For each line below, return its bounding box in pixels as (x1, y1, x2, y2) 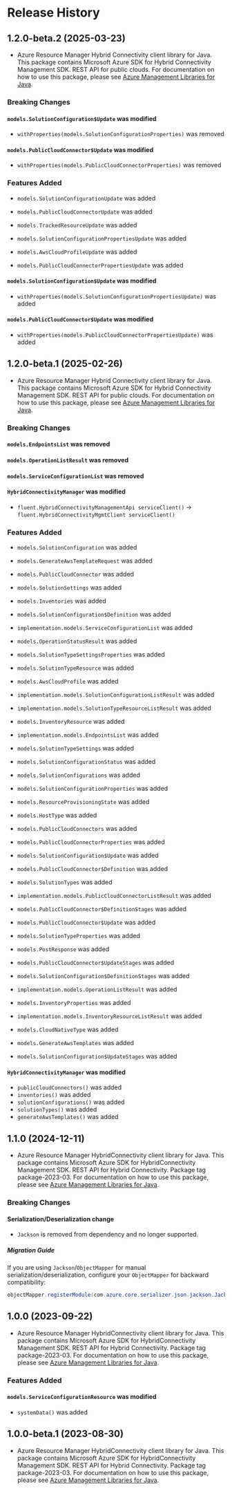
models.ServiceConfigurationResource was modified (7, 1393, 157, 1401)
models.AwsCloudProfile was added (17, 677, 119, 686)
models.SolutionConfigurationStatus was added (17, 758, 156, 766)
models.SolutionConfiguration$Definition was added (17, 610, 171, 619)
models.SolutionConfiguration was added (17, 543, 137, 552)
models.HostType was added (17, 811, 97, 820)
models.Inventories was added (17, 597, 106, 606)
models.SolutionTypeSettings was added (17, 744, 135, 753)
